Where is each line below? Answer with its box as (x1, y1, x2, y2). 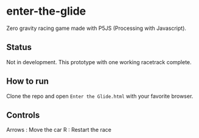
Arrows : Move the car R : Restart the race (6, 126, 111, 134)
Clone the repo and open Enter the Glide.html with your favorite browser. (6, 92, 194, 100)
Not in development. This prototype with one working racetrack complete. (6, 58, 192, 65)
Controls (6, 110, 40, 120)
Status (6, 42, 32, 53)
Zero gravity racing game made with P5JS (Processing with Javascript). (6, 24, 187, 32)
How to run (6, 76, 49, 87)
